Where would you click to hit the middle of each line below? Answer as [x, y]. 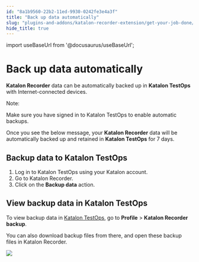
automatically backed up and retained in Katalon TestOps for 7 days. [90, 139]
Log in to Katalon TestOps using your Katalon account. [81, 172]
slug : [13, 23]
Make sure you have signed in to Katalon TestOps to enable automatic [91, 115]
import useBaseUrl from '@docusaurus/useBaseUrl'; [70, 45]
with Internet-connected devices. [47, 92]
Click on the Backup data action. [55, 184]
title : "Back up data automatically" [53, 17]
